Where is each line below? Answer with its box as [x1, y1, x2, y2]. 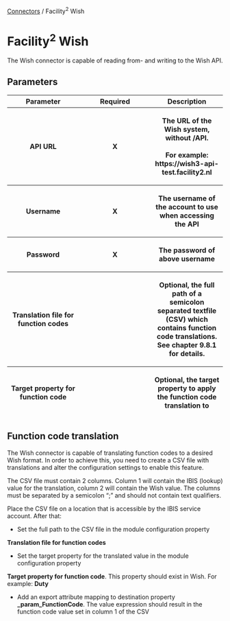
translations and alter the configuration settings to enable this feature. [7, 463, 204, 471]
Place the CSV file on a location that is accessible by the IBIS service [7, 504, 201, 513]
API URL [29, 141, 57, 151]
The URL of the [162, 116, 212, 126]
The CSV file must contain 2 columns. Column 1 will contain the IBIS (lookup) [7, 476, 223, 484]
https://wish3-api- [155, 159, 219, 168]
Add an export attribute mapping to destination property [16, 593, 176, 601]
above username [158, 254, 216, 263]
